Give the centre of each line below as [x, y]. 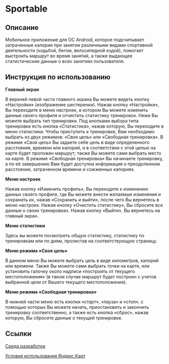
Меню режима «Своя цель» [36, 250]
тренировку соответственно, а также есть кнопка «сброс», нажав [77, 312]
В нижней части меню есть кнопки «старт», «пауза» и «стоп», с [74, 302]
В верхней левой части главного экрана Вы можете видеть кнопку [77, 99]
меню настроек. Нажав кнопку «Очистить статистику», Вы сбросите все [84, 205]
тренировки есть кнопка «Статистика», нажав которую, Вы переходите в [84, 126]
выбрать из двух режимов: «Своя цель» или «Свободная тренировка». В [84, 137]
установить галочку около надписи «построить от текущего [70, 271]
